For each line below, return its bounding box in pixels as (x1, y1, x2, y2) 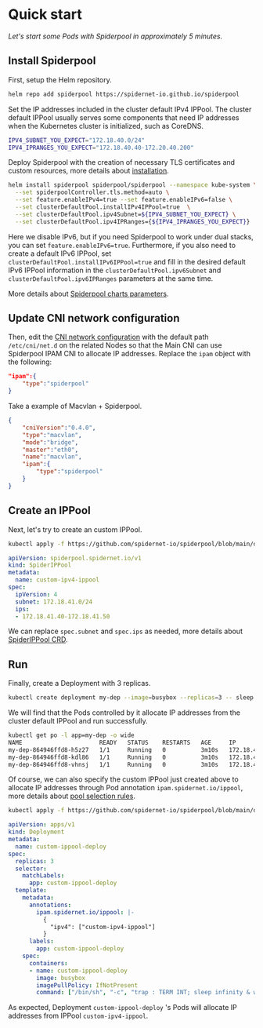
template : (15, 887, 47, 895)
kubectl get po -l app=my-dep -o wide (8, 731, 135, 739)
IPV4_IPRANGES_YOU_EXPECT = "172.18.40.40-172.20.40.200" (8, 144, 194, 151)
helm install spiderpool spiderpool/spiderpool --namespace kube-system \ (8, 181, 258, 189)
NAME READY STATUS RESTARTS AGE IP (8, 738, 236, 746)
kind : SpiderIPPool (8, 561, 72, 570)
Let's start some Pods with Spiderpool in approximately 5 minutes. (8, 31, 223, 41)
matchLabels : (22, 872, 65, 880)
